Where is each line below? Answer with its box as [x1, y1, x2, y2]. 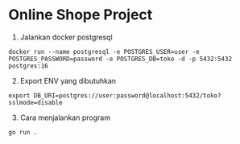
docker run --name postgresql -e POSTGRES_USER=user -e [8, 47, 200, 56]
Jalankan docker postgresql [19, 32, 113, 42]
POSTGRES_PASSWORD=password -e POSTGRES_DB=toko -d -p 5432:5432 [8, 55, 232, 63]
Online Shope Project [8, 6, 153, 24]
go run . [8, 128, 38, 136]
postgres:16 [8, 62, 48, 70]
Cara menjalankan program [19, 113, 111, 122]
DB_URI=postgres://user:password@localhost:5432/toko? [33, 91, 221, 100]
